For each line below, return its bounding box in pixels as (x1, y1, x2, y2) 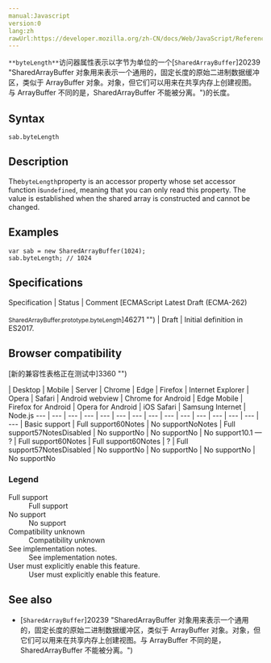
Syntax (8, 111, 45, 125)
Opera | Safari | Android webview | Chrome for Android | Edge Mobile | (8, 393, 244, 404)
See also (8, 593, 52, 606)
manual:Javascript (8, 11, 70, 20)
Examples (8, 225, 59, 239)
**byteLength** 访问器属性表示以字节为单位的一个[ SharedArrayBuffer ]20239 (8, 57, 261, 67)
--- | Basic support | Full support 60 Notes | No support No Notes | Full (8, 419, 236, 429)
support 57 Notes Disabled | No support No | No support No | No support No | (8, 445, 256, 455)
